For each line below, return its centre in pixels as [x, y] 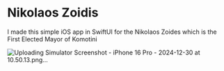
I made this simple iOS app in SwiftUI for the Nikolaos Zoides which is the [112, 32]
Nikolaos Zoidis [53, 13]
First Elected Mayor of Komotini [52, 39]
